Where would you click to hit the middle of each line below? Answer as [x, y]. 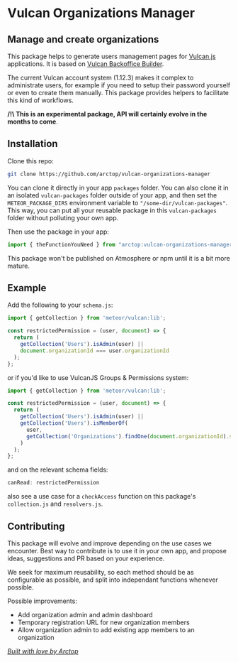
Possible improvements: [42, 601]
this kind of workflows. [41, 100]
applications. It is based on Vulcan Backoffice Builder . [86, 64]
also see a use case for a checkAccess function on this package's [102, 496]
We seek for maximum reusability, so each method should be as [101, 572]
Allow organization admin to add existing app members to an [106, 629]
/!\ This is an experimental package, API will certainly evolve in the [107, 114]
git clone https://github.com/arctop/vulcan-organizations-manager [109, 174]
